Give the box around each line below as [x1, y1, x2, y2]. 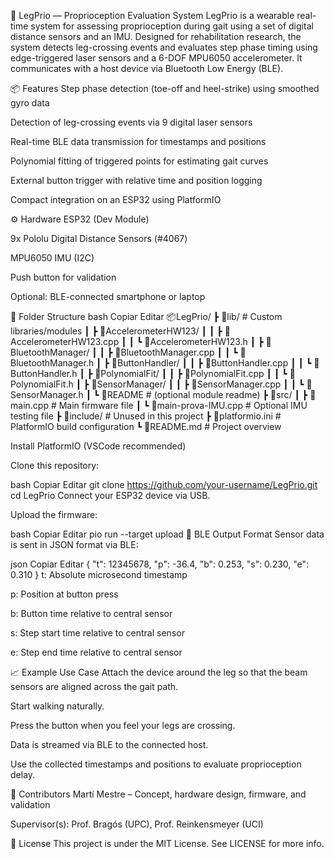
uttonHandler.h [10, 368, 78, 379]
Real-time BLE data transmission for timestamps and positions [10, 136, 267, 147]
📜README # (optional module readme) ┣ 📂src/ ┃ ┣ [101, 389, 308, 400]
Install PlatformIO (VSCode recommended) [10, 440, 187, 452]
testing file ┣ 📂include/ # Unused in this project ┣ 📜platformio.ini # [10, 410, 282, 422]
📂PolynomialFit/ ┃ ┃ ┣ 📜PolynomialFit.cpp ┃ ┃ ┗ [94, 368, 288, 379]
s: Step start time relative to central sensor [10, 627, 185, 639]
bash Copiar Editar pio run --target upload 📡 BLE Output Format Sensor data [10, 528, 325, 540]
